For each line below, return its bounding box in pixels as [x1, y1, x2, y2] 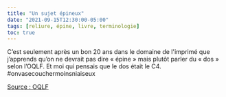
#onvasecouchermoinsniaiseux [7, 70, 96, 78]
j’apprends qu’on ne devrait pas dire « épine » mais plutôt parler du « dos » [7, 55, 220, 64]
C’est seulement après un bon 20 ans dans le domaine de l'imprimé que [7, 48, 211, 56]
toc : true [7, 29, 36, 36]
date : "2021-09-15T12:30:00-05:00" [7, 16, 109, 23]
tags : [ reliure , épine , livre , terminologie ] [7, 23, 139, 29]
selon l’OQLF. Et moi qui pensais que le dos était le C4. [7, 62, 161, 70]
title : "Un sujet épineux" [7, 10, 84, 17]
